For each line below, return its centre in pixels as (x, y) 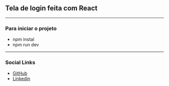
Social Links (20, 62)
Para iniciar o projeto (31, 28)
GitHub (20, 73)
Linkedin (21, 79)
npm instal (23, 39)
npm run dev (26, 45)
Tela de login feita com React (51, 8)
